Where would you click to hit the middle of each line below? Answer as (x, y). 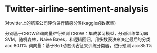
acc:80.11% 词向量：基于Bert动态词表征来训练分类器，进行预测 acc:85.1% (79, 45)
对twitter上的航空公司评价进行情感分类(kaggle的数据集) (60, 23)
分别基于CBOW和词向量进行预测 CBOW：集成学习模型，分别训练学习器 (77, 33)
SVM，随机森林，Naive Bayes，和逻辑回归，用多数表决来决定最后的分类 (78, 39)
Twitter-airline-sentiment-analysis (77, 9)
